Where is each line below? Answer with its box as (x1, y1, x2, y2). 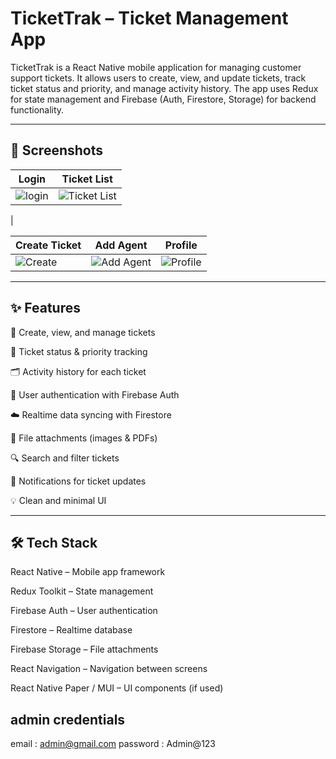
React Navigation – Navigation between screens (10, 663, 208, 675)
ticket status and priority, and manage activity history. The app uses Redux (10, 82, 319, 94)
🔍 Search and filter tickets (10, 452, 120, 464)
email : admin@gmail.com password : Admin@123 (10, 738, 217, 750)
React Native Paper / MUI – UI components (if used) (10, 682, 224, 694)
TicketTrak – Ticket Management (10, 7, 289, 30)
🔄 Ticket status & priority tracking (10, 345, 148, 357)
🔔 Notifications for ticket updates (10, 475, 147, 487)
